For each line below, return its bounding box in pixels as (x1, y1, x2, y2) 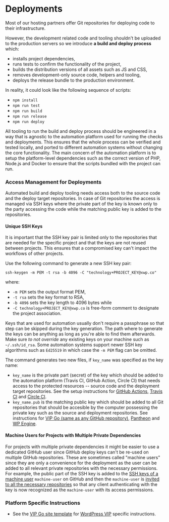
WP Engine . (12, 421, 37, 427)
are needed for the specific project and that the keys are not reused (5, 240, 146, 246)
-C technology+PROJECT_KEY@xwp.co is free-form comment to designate (12, 305, 159, 311)
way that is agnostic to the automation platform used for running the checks (5, 133, 163, 139)
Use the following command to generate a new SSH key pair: (5, 260, 132, 267)
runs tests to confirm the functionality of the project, (12, 61, 122, 67)
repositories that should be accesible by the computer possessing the (12, 404, 158, 411)
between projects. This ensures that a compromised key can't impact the (5, 245, 157, 251)
